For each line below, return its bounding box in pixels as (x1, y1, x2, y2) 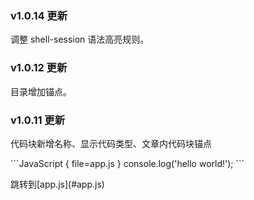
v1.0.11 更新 (10, 113, 66, 127)
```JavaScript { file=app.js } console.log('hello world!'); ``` (10, 157, 245, 169)
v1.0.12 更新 (10, 61, 68, 75)
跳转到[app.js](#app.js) (10, 178, 105, 190)
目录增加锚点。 (10, 85, 72, 97)
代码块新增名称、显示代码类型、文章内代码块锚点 (10, 137, 212, 149)
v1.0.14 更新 (10, 8, 68, 22)
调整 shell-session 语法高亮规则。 (10, 33, 150, 46)
